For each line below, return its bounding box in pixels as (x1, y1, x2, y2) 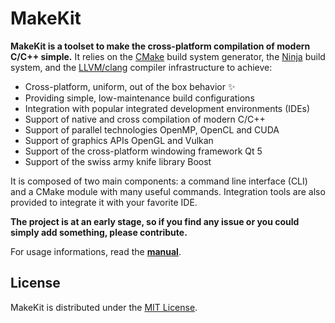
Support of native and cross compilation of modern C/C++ (24, 113, 266, 125)
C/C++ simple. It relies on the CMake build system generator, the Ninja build (10, 50, 326, 62)
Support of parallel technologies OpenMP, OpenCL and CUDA (24, 123, 280, 136)
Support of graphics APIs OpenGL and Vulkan (24, 134, 214, 146)
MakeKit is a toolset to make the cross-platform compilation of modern (10, 40, 311, 52)
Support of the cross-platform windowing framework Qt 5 (24, 145, 263, 157)
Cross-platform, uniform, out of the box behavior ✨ (24, 80, 236, 92)
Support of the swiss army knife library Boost (24, 155, 212, 167)
